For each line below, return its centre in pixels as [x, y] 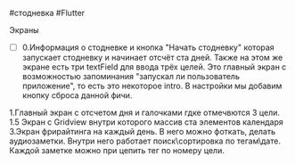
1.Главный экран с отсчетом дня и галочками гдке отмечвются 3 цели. [145, 113]
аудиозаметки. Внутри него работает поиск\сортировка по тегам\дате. [145, 141]
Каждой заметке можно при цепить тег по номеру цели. [117, 151]
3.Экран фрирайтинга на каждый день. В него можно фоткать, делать [143, 132]
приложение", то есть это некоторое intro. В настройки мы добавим [152, 86]
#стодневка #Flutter [47, 13]
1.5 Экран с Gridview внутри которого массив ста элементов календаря [146, 122]
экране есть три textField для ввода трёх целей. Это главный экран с [154, 67]
